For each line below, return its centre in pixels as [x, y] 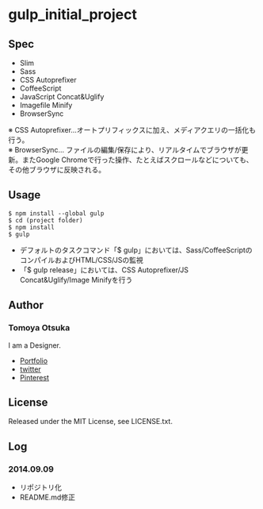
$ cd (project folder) [46, 220]
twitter [30, 369]
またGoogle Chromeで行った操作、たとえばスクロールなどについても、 [137, 160]
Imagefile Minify [46, 105]
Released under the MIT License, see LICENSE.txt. [90, 422]
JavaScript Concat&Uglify [62, 96]
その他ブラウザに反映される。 [57, 170]
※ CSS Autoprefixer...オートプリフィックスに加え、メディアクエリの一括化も [132, 130]
